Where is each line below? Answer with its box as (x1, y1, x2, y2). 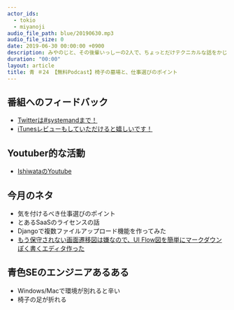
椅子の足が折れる (17, 295, 67, 304)
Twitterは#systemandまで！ (17, 116, 98, 124)
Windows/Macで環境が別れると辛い (17, 286, 121, 295)
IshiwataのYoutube (17, 167, 72, 175)
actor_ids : (7, 10, 39, 17)
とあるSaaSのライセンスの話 (17, 218, 100, 226)
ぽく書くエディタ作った (17, 244, 85, 252)
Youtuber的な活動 (7, 147, 86, 159)
